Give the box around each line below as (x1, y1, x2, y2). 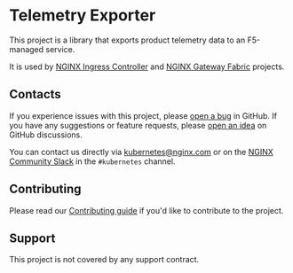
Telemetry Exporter (9, 5, 156, 26)
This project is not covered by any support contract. (9, 254, 200, 265)
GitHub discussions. (9, 129, 83, 140)
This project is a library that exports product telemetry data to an (9, 35, 246, 45)
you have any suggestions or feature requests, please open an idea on (9, 120, 267, 130)
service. (45, 43, 75, 54)
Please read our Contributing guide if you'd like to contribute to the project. (9, 205, 284, 215)
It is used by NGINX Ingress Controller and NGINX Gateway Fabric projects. (9, 61, 285, 72)
